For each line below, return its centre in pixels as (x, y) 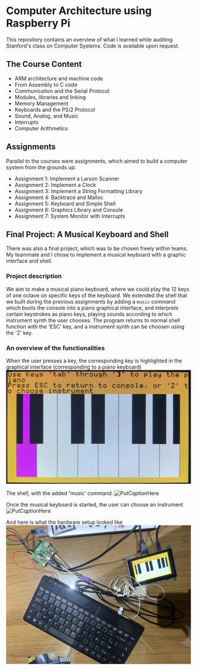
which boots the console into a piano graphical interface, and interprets (92, 308)
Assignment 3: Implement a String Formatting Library (79, 191)
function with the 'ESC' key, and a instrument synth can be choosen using (95, 326)
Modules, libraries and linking (50, 97)
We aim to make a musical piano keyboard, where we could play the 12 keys (98, 289)
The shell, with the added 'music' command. (60, 493)
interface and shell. (29, 261)
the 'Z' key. (20, 332)
